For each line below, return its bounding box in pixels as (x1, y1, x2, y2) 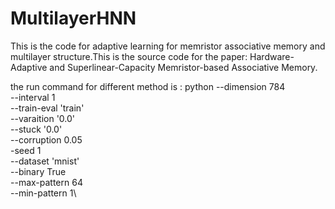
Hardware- (249, 50, 295, 62)
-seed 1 (10, 144, 42, 156)
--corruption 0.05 (10, 133, 83, 146)
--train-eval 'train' (10, 102, 85, 114)
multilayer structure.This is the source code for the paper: (10, 50, 248, 62)
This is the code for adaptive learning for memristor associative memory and (10, 40, 326, 52)
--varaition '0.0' (10, 112, 76, 124)
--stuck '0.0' (10, 123, 63, 135)
